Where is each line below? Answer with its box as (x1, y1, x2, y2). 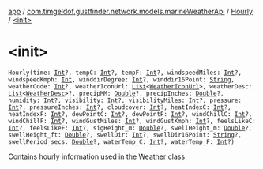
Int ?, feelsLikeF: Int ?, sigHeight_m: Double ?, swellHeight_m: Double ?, (8, 124, 253, 132)
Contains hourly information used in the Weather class (8, 152, 186, 161)
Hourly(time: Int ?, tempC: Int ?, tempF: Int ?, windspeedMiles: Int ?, (8, 69, 242, 77)
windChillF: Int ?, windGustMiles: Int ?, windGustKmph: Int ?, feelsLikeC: (8, 117, 257, 125)
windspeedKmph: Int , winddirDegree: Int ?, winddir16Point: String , (8, 75, 235, 84)
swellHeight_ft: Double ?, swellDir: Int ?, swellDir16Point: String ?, (8, 130, 242, 139)
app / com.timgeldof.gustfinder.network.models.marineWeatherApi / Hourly (8, 7, 254, 16)
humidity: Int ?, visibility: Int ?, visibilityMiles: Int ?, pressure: (8, 96, 242, 104)
